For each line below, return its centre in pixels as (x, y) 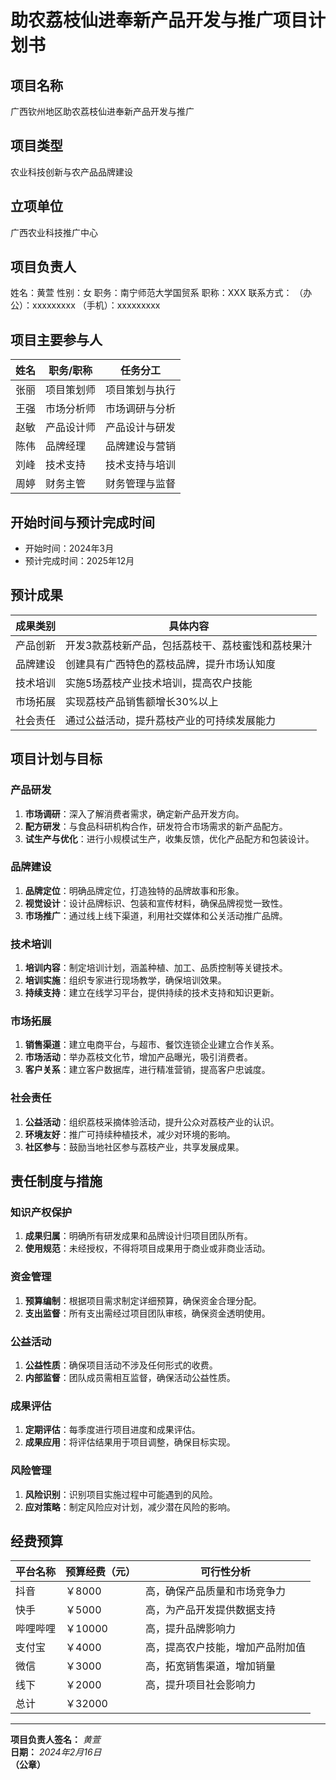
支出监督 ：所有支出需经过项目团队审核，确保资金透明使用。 (147, 1313)
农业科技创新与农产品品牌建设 (71, 172)
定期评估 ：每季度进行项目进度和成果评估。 (112, 1430)
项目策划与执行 (141, 390)
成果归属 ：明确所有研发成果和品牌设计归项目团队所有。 (138, 1236)
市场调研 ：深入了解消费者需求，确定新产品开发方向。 (134, 813)
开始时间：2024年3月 (69, 548)
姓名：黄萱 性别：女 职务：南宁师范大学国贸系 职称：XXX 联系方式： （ (157, 293)
